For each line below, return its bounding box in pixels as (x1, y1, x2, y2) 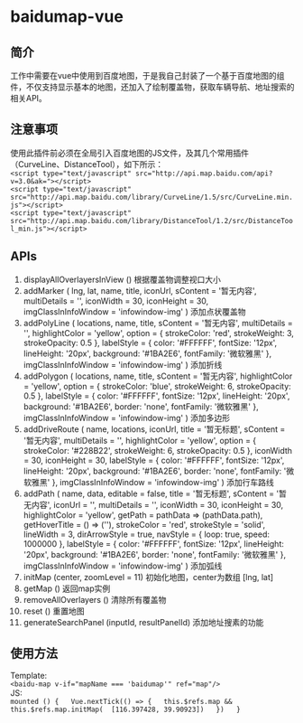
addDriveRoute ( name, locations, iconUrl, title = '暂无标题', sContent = (23, 423, 286, 435)
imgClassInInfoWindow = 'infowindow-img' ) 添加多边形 (23, 412, 231, 423)
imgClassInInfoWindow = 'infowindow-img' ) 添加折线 (23, 359, 223, 370)
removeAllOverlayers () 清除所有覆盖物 (23, 594, 167, 605)
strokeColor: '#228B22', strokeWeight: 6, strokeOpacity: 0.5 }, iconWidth (23, 445, 292, 455)
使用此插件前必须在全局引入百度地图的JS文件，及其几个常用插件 (10, 147, 249, 158)
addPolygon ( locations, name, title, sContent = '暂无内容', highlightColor (23, 371, 293, 381)
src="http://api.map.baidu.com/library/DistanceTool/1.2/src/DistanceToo (10, 216, 294, 225)
